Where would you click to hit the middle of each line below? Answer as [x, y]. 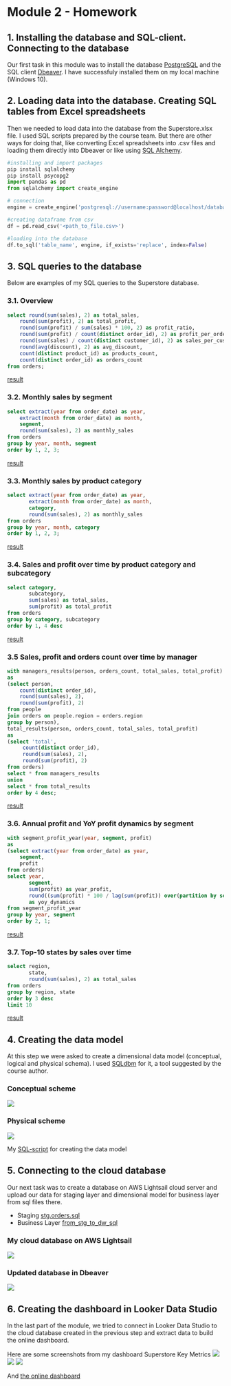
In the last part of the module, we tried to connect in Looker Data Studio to [112, 1325]
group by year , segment [41, 915]
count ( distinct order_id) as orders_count [81, 360]
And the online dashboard [44, 1376]
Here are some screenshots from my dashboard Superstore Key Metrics [109, 1354]
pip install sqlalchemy [41, 169]
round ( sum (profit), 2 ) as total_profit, [78, 322]
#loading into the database [47, 238]
